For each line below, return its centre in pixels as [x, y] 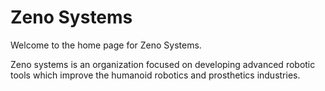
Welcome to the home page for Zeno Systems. [106, 45]
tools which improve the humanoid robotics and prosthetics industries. [155, 75]
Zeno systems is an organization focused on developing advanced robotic [163, 64]
